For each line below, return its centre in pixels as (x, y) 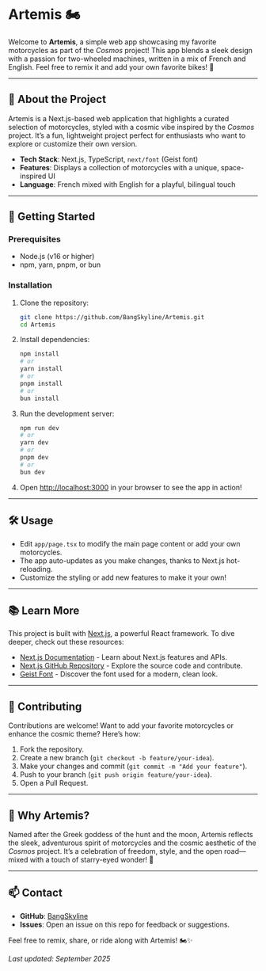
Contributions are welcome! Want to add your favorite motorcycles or (121, 725)
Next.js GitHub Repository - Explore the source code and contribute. (131, 666)
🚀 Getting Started (52, 217)
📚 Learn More (44, 610)
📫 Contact (36, 893)
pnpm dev (34, 458)
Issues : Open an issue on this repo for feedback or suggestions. (125, 924)
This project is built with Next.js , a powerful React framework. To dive (122, 634)
